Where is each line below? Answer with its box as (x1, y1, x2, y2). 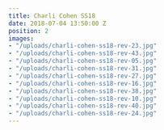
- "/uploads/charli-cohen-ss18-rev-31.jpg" (8, 65, 158, 73)
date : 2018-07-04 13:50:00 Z (8, 19, 107, 27)
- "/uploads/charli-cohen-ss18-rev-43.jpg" (8, 49, 158, 57)
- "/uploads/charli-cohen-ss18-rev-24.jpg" (8, 110, 158, 118)
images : (8, 34, 35, 43)
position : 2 (8, 27, 48, 35)
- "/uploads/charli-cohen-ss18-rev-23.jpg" (8, 42, 158, 50)
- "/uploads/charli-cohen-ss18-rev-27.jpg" (8, 72, 158, 80)
